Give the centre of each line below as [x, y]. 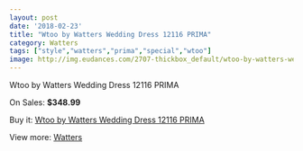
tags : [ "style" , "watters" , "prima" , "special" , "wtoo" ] [110, 51]
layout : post [34, 18]
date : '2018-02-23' [46, 26]
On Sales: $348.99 [45, 102]
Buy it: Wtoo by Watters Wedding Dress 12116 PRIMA [107, 120]
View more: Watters [46, 137]
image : [22, 59]
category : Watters [44, 43]
